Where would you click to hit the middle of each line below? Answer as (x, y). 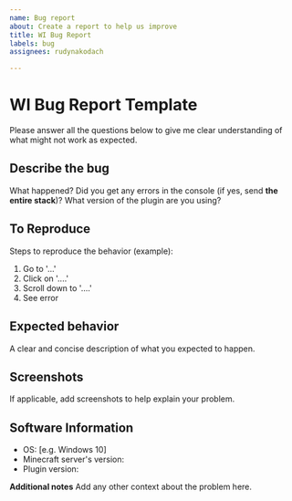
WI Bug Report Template (104, 105)
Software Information (72, 428)
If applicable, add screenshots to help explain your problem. (122, 399)
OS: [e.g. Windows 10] (64, 450)
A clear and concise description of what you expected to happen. (132, 349)
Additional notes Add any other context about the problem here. (131, 487)
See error (41, 297)
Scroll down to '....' (57, 287)
